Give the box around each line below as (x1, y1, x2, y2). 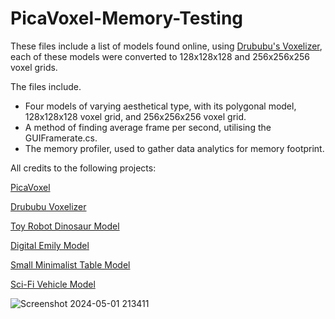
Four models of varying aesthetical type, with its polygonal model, (24, 100, 297, 112)
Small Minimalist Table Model (10, 258, 131, 271)
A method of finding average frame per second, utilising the (24, 121, 272, 133)
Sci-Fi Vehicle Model (10, 278, 96, 290)
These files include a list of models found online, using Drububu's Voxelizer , (10, 40, 323, 52)
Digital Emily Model (10, 239, 90, 251)
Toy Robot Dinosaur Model (10, 220, 120, 232)
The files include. (10, 80, 82, 92)
